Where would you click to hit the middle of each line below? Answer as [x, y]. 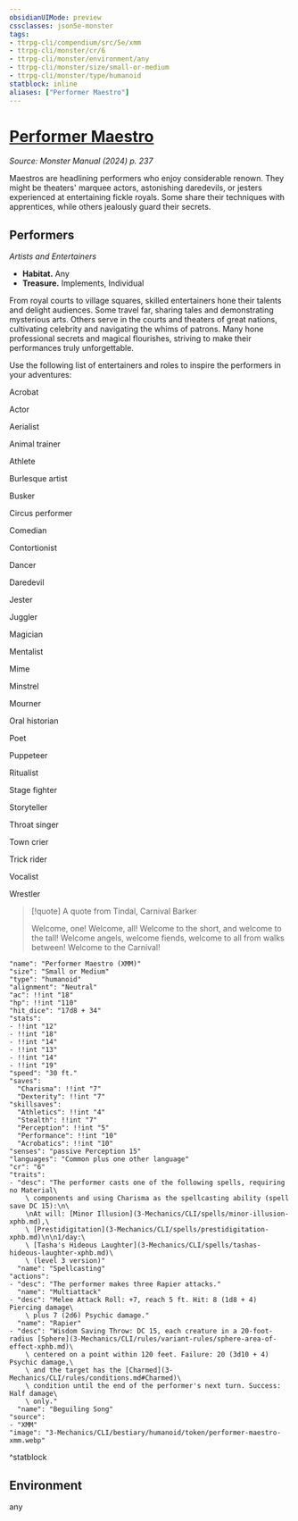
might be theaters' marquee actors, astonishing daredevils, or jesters [136, 188]
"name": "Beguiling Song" [66, 1409]
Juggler [24, 617]
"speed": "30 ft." [43, 1074]
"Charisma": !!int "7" [59, 1089]
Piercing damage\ [41, 1308]
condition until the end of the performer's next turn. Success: [157, 1386]
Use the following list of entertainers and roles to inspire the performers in [145, 365]
